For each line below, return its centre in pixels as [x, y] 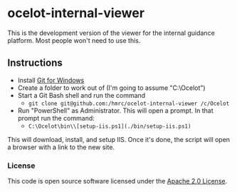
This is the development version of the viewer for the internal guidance [111, 33]
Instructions [35, 63]
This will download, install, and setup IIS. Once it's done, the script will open [118, 139]
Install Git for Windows [51, 80]
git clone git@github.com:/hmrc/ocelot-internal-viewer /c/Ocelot [129, 103]
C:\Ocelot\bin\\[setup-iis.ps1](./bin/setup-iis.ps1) [110, 126]
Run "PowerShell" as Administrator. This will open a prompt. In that [115, 110]
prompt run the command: [56, 118]
